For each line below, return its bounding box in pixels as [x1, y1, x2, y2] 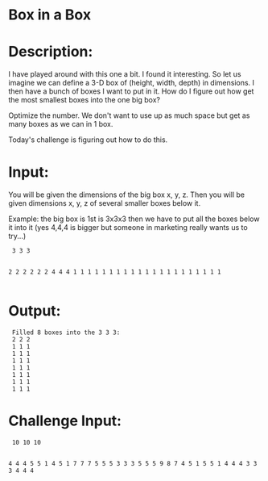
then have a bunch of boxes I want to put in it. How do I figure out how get [8, 86, 254, 96]
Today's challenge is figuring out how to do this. [8, 135, 168, 144]
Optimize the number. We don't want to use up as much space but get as [8, 111, 250, 120]
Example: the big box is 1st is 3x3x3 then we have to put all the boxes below [8, 214, 260, 224]
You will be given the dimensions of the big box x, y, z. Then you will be [8, 190, 245, 199]
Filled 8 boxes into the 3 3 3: [11, 328, 121, 337]
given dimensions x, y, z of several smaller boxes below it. [8, 199, 201, 208]
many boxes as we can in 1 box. [8, 119, 113, 129]
